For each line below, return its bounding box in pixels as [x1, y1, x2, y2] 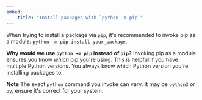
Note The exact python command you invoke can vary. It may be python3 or [6, 80, 195, 88]
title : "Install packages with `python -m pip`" [17, 15, 143, 21]
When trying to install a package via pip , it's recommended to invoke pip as [6, 31, 196, 38]
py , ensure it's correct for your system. [6, 87, 104, 94]
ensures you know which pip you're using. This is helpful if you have [6, 56, 178, 63]
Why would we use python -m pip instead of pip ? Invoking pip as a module [6, 49, 197, 56]
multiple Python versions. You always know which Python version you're [6, 62, 189, 70]
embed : [6, 8, 23, 15]
